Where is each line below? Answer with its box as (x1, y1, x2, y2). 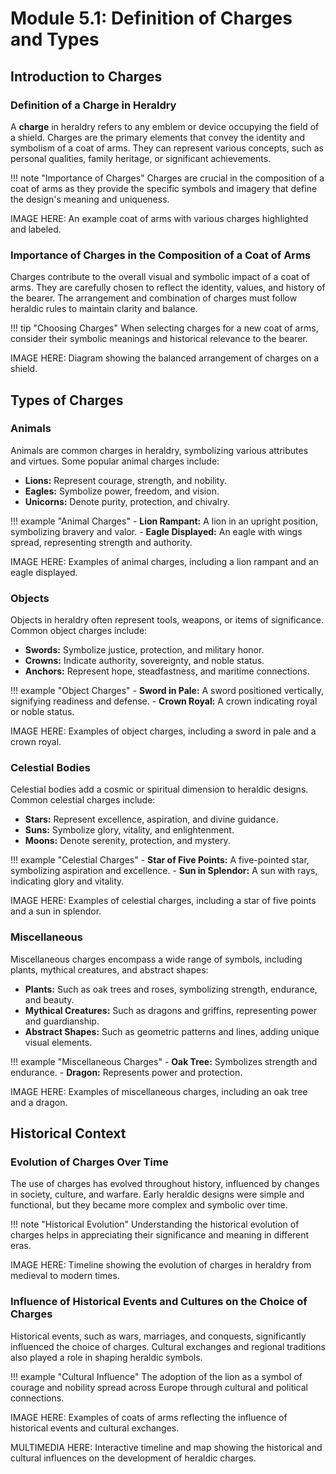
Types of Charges (10, 392, 124, 409)
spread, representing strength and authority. (10, 536, 193, 548)
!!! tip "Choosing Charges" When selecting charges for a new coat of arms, (10, 322, 319, 334)
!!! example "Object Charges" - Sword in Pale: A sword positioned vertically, (10, 685, 325, 697)
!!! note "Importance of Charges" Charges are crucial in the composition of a (10, 172, 325, 184)
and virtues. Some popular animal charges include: (10, 455, 220, 467)
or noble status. (10, 706, 75, 718)
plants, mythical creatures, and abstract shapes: (10, 963, 209, 976)
